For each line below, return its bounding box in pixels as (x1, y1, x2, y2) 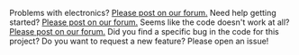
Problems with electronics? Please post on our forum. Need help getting (9, 8, 276, 18)
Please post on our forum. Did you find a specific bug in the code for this (9, 27, 279, 36)
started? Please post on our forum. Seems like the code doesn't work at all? (9, 17, 290, 27)
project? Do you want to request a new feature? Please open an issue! (9, 35, 269, 46)
